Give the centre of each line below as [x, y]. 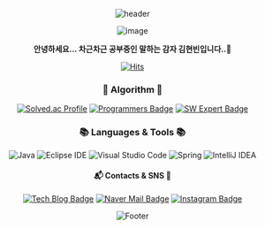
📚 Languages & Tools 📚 [132, 133]
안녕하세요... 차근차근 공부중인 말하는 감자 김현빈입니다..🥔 [132, 49]
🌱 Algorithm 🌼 [132, 89]
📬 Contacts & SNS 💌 [132, 176]
